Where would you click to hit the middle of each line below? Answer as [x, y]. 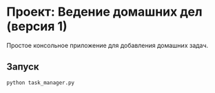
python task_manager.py [41, 83]
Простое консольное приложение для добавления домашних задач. [107, 45]
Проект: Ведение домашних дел [104, 12]
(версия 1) [37, 26]
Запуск [23, 67]
